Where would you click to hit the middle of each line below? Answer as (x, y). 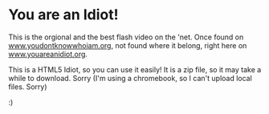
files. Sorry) (28, 87)
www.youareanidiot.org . (48, 54)
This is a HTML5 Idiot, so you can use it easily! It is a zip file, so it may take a (135, 69)
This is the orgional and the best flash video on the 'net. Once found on (126, 37)
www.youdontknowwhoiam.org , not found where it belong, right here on (128, 45)
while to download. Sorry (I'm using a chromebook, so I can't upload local (130, 78)
